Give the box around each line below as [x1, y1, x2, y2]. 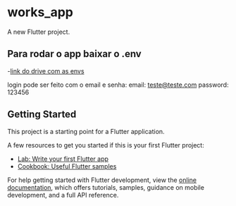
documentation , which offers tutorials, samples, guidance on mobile [7, 183, 204, 191]
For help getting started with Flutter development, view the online [7, 176, 197, 184]
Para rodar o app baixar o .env [7, 48, 142, 60]
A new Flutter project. [7, 28, 70, 36]
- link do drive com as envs [7, 66, 85, 75]
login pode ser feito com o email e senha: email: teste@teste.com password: [7, 80, 229, 89]
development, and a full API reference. [7, 190, 119, 199]
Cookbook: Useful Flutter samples [17, 162, 117, 170]
